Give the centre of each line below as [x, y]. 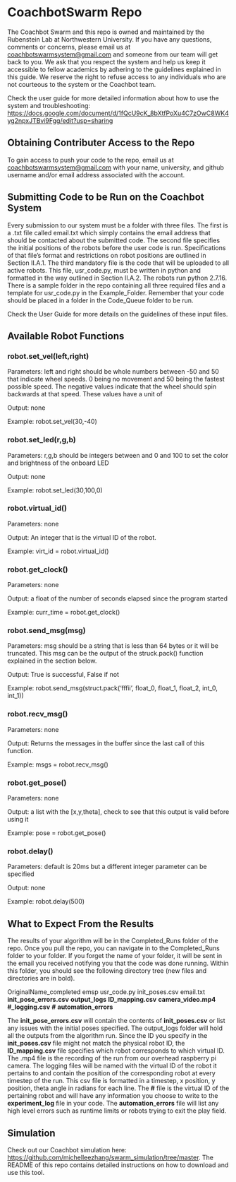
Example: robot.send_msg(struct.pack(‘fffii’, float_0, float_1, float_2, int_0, [113, 688]
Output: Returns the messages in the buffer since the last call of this [106, 743]
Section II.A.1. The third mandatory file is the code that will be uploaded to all [118, 263]
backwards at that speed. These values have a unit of [85, 394]
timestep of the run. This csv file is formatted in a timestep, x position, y [111, 1081]
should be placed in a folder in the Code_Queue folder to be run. [100, 300]
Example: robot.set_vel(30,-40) [52, 422]
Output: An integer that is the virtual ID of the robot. [82, 537]
